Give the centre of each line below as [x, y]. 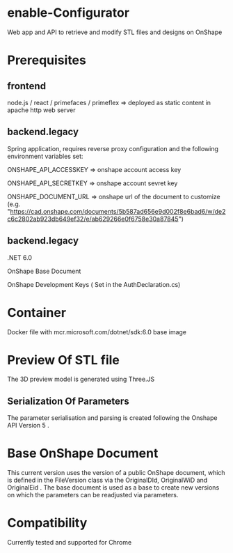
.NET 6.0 [20, 257]
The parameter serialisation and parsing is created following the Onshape [112, 418]
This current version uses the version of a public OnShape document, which [116, 473]
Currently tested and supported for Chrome [70, 543]
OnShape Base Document [44, 271]
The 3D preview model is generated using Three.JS [81, 379]
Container [37, 312]
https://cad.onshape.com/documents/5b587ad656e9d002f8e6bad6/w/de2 [118, 211]
